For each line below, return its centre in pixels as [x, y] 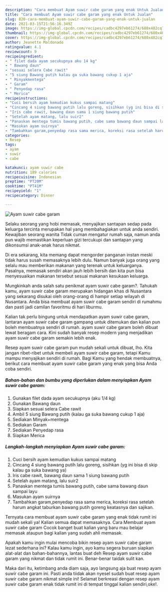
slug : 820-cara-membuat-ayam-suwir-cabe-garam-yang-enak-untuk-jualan [80, 19]
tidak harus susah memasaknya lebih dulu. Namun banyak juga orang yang [82, 260]
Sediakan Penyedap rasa [38, 430]
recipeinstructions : [27, 98]
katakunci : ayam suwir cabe [34, 167]
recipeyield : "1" [23, 191]
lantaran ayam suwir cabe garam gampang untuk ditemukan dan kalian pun [83, 322]
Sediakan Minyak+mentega [40, 419]
